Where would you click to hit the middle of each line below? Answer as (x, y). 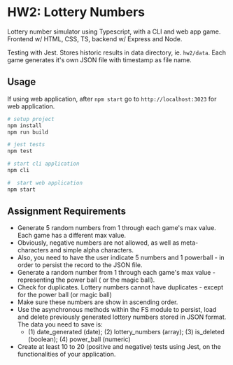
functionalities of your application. (66, 355)
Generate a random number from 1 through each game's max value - (116, 273)
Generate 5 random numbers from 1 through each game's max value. (117, 228)
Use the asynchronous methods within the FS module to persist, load (117, 310)
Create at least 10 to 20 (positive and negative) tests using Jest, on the (119, 347)
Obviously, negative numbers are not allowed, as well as (98, 243)
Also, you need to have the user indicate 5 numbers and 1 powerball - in (121, 258)
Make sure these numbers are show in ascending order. (98, 302)
